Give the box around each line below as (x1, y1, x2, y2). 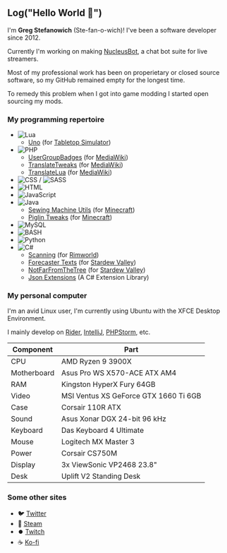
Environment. (7, 314, 46, 323)
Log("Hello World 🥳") (7, 7, 102, 19)
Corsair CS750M (61, 448, 118, 458)
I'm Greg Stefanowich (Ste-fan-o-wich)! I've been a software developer (7, 25, 217, 34)
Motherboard (11, 368, 55, 378)
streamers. (7, 54, 39, 63)
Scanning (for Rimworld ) (27, 251, 99, 259)
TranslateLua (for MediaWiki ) (27, 168, 113, 177)
